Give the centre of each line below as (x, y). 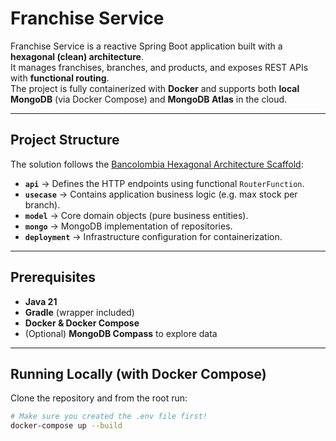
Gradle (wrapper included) (79, 312)
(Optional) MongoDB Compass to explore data (121, 333)
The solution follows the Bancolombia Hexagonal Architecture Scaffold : (157, 164)
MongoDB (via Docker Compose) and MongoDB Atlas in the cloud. (149, 99)
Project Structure (65, 140)
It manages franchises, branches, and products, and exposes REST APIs (159, 67)
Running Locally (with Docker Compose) (138, 373)
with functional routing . (60, 78)
